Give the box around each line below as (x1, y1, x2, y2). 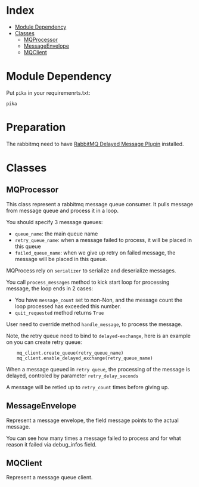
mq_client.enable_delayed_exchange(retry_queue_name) (17, 355, 153, 361)
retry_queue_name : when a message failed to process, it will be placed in (14, 236, 192, 243)
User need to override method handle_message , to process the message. (6, 320, 183, 328)
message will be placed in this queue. (14, 255, 107, 262)
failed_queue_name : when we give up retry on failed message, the (14, 249, 176, 256)
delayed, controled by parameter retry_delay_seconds (6, 372, 139, 379)
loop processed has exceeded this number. (14, 302, 121, 310)
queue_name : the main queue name (14, 230, 98, 237)
